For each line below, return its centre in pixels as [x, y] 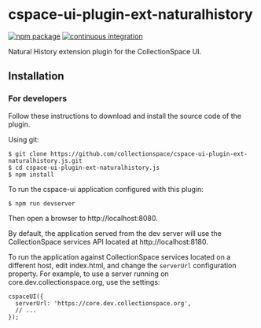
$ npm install [31, 175]
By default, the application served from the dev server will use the [115, 233]
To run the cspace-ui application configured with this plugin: [106, 189]
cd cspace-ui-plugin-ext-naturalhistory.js [87, 168]
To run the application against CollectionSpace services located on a [119, 256]
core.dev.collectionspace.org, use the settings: [84, 282]
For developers [38, 98]
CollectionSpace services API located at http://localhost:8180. [108, 241]
